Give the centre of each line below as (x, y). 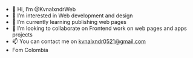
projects (22, 35)
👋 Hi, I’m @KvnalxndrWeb (44, 9)
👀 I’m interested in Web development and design (72, 16)
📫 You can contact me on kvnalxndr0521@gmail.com (79, 41)
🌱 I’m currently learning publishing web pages (69, 22)
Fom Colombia (30, 50)
